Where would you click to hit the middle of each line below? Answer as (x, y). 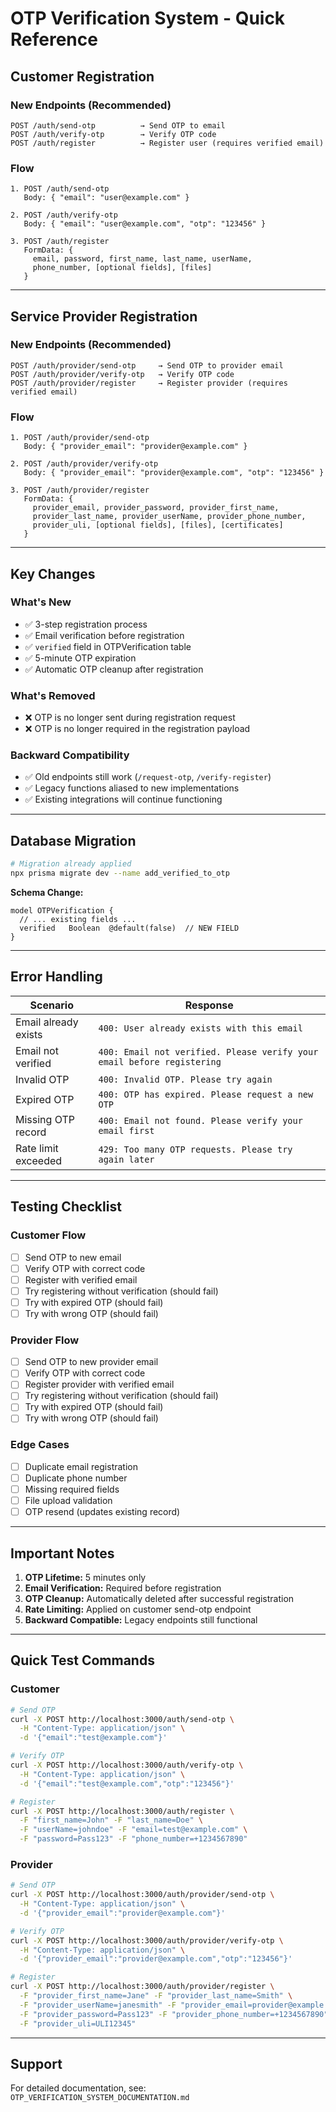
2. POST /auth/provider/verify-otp (84, 464)
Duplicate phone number (76, 1478)
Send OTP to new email (73, 1257)
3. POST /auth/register (60, 242)
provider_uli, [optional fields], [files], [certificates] (158, 525)
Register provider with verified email (99, 1384)
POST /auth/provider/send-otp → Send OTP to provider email (147, 365)
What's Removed (53, 695)
